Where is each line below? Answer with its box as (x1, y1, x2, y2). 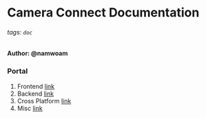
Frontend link (17, 82, 55, 90)
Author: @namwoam (7, 50, 68, 58)
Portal (7, 67, 28, 76)
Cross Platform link (17, 96, 72, 105)
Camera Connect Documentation (7, 5, 200, 21)
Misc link (17, 104, 43, 112)
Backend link (17, 89, 54, 98)
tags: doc (7, 28, 33, 36)
